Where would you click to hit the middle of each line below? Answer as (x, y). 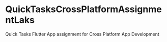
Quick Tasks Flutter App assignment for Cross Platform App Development (82, 34)
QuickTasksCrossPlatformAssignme (83, 9)
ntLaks (20, 20)
